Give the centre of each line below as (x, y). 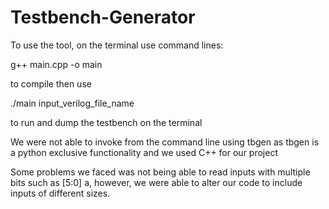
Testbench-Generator (103, 17)
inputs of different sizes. (60, 193)
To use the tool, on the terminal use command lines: (117, 45)
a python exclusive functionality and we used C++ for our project (144, 152)
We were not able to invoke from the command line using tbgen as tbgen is (165, 142)
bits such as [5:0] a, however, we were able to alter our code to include (156, 182)
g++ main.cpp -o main (56, 64)
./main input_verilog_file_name (72, 103)
